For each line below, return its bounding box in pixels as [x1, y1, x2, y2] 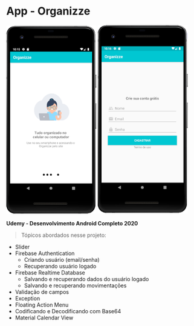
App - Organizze [6, 4, 91, 18]
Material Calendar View [15, 314, 74, 321]
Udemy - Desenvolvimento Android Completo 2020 [6, 219, 138, 227]
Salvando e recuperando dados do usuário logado [24, 275, 149, 282]
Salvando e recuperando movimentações [24, 282, 127, 289]
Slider [15, 243, 30, 250]
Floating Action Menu [15, 301, 69, 308]
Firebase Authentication [15, 250, 75, 257]
